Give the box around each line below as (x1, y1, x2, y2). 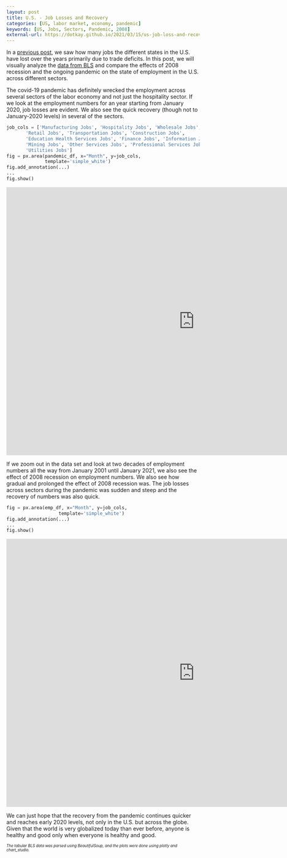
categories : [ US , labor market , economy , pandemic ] (6, 20, 141, 26)
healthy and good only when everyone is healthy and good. (6, 832, 156, 839)
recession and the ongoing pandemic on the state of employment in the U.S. (6, 68, 199, 75)
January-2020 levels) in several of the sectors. (6, 113, 124, 120)
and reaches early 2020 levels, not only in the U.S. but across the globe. (6, 819, 189, 826)
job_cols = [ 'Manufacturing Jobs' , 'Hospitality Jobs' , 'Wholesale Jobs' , (6, 124, 202, 131)
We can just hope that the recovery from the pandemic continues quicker (6, 812, 191, 819)
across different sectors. (6, 75, 69, 82)
